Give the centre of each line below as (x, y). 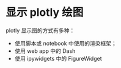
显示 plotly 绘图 (45, 12)
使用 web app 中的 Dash (45, 51)
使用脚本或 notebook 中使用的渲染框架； (65, 43)
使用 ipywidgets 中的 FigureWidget (58, 58)
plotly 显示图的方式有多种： (40, 30)
